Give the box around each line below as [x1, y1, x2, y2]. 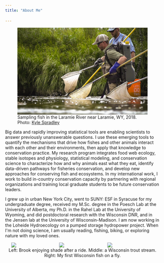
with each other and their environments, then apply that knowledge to [5, 144, 146, 150]
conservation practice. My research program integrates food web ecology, [5, 150, 156, 156]
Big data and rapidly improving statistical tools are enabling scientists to [5, 129, 151, 135]
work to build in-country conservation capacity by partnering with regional [5, 176, 156, 182]
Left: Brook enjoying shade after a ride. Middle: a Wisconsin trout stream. [8, 247, 157, 253]
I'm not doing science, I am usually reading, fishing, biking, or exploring [5, 227, 150, 233]
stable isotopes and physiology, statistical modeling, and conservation [5, 155, 147, 161]
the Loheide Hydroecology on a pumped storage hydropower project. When [5, 222, 159, 228]
